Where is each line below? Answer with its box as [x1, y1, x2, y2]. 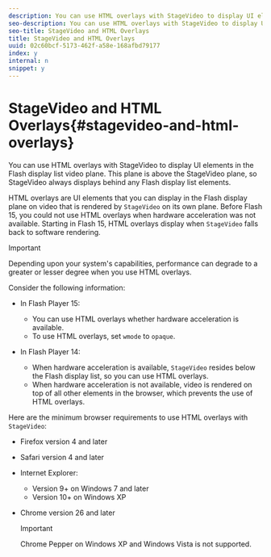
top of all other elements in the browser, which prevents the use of [31, 388, 253, 398]
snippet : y [8, 65, 45, 73]
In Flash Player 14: [19, 346, 81, 356]
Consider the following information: [8, 283, 126, 292]
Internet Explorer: [19, 467, 78, 477]
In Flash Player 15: [19, 298, 81, 308]
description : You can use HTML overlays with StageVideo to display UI [8, 11, 254, 20]
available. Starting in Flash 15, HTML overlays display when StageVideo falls [8, 219, 259, 228]
